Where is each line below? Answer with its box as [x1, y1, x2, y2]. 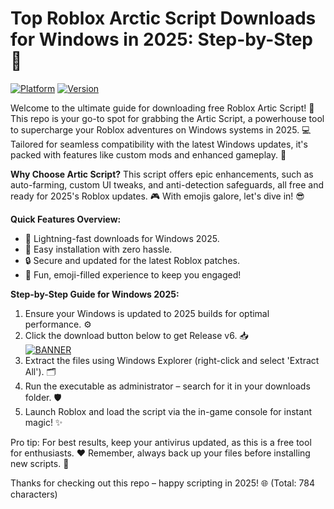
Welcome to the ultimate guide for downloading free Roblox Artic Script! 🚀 [10, 102, 315, 114]
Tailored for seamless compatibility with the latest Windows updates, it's [10, 138, 308, 150]
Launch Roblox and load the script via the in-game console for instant [24, 405, 312, 417]
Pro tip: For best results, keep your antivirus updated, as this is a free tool [10, 436, 312, 448]
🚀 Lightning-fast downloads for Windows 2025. [24, 232, 220, 244]
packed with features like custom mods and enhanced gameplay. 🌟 [10, 148, 287, 161]
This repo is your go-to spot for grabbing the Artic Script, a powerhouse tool [10, 112, 325, 124]
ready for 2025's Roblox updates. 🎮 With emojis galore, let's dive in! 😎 [10, 190, 305, 202]
